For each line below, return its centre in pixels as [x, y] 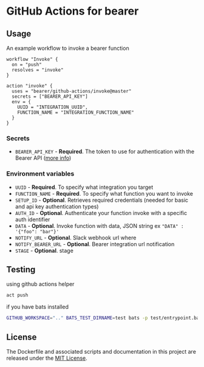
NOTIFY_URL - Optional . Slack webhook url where [76, 238]
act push [17, 295]
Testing [21, 269]
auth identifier [32, 219]
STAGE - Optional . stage [44, 250]
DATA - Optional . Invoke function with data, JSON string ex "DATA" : [99, 225]
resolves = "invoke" [38, 70]
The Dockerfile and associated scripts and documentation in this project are [101, 351]
